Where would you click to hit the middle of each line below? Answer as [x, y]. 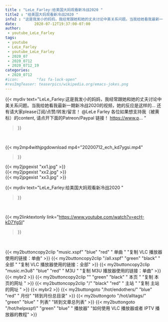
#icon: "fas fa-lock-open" [41, 79]
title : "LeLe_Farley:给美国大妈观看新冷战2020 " [54, 10]
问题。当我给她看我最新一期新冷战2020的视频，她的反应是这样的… [87, 105]
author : [13, 28]
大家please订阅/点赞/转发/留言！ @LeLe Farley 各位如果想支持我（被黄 [86, 111]
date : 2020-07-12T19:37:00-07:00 [48, 24]
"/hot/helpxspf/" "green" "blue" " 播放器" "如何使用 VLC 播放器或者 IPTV [80, 308]
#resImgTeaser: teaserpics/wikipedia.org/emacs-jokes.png [67, 84]
